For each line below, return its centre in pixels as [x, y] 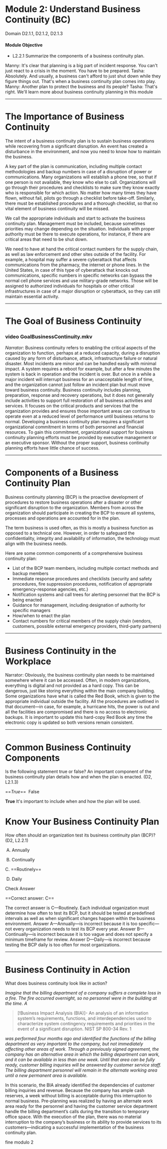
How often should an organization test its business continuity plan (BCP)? [80, 835]
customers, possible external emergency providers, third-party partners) [87, 626]
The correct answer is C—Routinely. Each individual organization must [77, 908]
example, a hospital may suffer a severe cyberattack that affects [71, 260]
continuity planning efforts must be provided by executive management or [81, 437]
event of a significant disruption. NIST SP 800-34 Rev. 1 [74, 1029]
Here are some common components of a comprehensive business [74, 553]
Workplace [28, 661]
